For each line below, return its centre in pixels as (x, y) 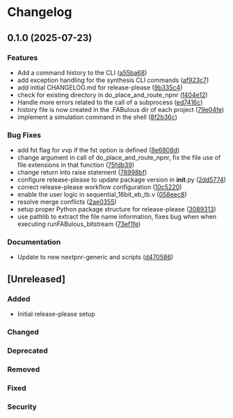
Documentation (34, 242)
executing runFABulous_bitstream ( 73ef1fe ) (79, 224)
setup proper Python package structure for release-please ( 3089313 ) (117, 209)
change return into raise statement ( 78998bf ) (82, 172)
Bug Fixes (24, 135)
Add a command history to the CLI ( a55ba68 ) (82, 72)
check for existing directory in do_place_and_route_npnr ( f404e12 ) (112, 95)
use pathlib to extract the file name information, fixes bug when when (117, 217)
